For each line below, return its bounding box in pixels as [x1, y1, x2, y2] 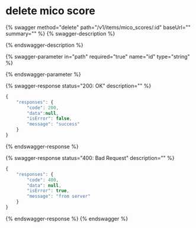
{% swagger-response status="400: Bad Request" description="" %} [5, 154, 175, 161]
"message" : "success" [27, 121, 81, 127]
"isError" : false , [27, 115, 72, 122]
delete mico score [5, 4, 96, 18]
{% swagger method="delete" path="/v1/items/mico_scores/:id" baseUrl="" [5, 24, 191, 31]
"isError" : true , [27, 188, 69, 194]
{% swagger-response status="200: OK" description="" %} [5, 82, 152, 89]
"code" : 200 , [27, 105, 59, 111]
